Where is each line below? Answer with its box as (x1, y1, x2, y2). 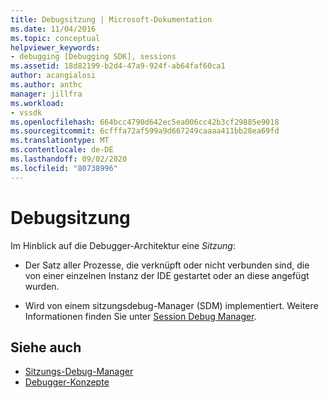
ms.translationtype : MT (10, 136, 110, 146)
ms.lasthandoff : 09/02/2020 (10, 154, 128, 164)
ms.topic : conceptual (10, 33, 101, 43)
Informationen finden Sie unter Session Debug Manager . (24, 310, 257, 322)
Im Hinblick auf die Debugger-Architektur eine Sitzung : (10, 239, 236, 251)
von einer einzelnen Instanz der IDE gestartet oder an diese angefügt (24, 269, 310, 281)
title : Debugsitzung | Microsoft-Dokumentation (10, 14, 213, 25)
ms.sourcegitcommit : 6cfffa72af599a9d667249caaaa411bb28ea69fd (10, 126, 280, 136)
